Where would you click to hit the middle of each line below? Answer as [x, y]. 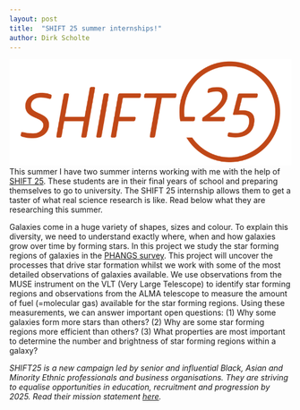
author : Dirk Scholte [50, 38]
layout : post [34, 19]
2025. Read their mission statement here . [86, 397]
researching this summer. [56, 209]
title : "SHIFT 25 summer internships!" [86, 28]
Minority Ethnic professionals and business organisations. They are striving [149, 378]
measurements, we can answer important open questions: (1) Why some [143, 312]
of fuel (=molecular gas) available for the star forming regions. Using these [147, 303]
